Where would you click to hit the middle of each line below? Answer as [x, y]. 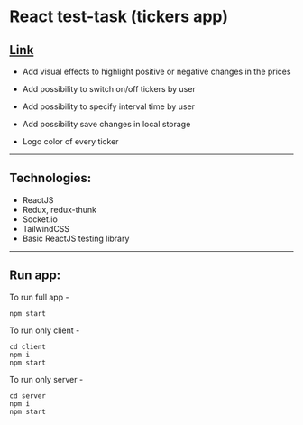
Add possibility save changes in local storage [106, 124]
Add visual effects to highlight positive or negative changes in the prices [156, 71]
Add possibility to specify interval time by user [109, 106]
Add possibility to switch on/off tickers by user [109, 89]
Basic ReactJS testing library [76, 238]
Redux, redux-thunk [60, 209]
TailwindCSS [46, 228]
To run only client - [45, 330]
